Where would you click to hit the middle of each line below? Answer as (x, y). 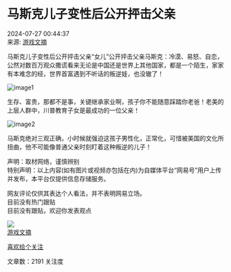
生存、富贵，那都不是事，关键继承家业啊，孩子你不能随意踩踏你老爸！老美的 (115, 101)
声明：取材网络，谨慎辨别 (43, 161)
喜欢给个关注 (25, 247)
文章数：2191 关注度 (35, 261)
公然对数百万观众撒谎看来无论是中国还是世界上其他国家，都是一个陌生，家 (112, 65)
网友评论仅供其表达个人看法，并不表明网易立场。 (76, 193)
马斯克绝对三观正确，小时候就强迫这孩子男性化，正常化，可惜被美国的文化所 (115, 138)
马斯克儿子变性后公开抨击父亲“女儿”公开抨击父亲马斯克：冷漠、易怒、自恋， (115, 56)
